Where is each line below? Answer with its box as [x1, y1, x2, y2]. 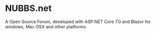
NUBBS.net [5, 3, 52, 14]
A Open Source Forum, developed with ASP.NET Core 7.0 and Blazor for [5, 19, 151, 24]
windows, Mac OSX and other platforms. [5, 23, 87, 29]
